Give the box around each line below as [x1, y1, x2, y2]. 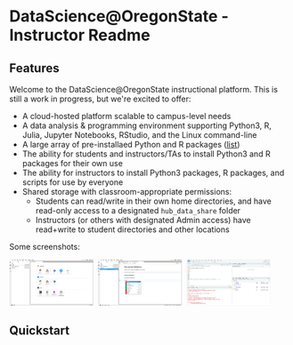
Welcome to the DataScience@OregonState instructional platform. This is [9, 84, 279, 94]
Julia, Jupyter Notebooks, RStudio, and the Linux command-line [21, 130, 257, 140]
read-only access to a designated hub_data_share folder [35, 205, 241, 215]
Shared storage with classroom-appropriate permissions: [21, 187, 232, 197]
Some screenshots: [9, 242, 80, 252]
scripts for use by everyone [21, 177, 124, 188]
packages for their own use [21, 158, 123, 168]
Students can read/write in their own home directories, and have [35, 196, 272, 206]
